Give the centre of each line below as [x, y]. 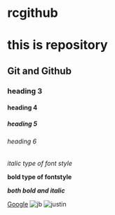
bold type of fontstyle [40, 176]
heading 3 [25, 91]
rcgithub [33, 13]
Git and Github [40, 71]
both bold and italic [36, 190]
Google [18, 204]
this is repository [57, 45]
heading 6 [22, 141]
